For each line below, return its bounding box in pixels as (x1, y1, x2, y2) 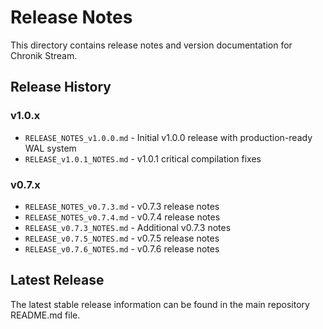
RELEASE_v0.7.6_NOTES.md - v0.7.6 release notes (24, 242, 220, 255)
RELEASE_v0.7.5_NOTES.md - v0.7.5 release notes (24, 232, 220, 244)
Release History (10, 79, 112, 96)
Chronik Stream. (10, 49, 78, 61)
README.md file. (10, 309, 81, 321)
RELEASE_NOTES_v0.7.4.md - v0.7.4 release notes (24, 211, 221, 223)
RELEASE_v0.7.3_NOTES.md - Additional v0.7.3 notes (24, 221, 232, 233)
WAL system (24, 142, 77, 154)
